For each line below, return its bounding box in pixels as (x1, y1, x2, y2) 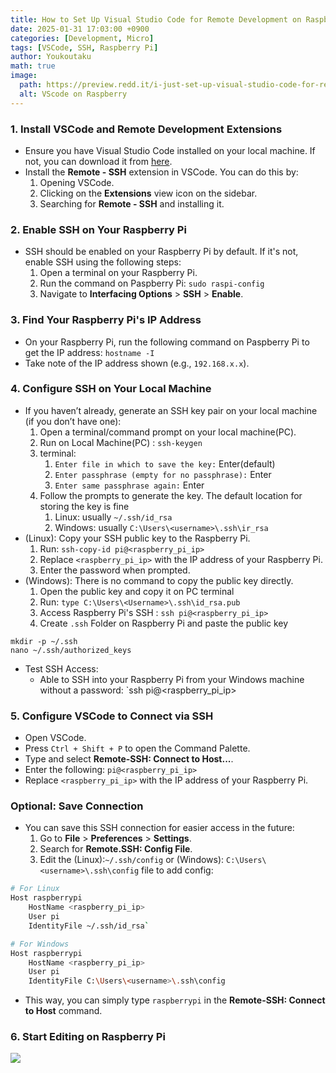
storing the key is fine (39, 500, 130, 512)
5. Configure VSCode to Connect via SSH (10, 709, 214, 723)
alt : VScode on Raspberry (19, 89, 128, 99)
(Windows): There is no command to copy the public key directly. (24, 574, 294, 586)
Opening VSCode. (39, 176, 115, 188)
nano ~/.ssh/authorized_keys (10, 645, 132, 655)
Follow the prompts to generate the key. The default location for (39, 489, 303, 501)
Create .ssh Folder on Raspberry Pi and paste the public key (39, 617, 289, 629)
